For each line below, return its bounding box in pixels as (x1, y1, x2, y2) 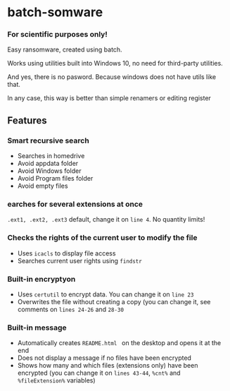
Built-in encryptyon (7, 274, 76, 284)
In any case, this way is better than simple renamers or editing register (7, 94, 211, 102)
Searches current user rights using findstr (17, 256, 142, 265)
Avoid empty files (17, 181, 68, 191)
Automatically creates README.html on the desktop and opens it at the (17, 339, 222, 347)
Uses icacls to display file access (17, 248, 116, 258)
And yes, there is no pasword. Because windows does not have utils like (7, 73, 217, 81)
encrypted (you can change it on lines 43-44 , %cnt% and (17, 368, 181, 378)
